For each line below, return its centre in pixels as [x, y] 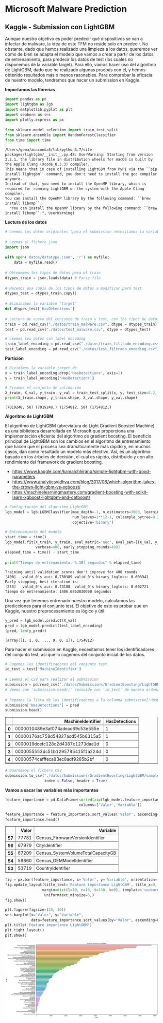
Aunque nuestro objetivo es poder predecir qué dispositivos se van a [74, 39]
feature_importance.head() [32, 819]
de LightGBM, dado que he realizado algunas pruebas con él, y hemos [75, 70]
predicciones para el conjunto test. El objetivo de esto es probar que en [76, 606]
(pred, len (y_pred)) [26, 631]
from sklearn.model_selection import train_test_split [62, 130]
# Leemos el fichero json [31, 242]
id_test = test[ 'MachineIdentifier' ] [43, 669]
